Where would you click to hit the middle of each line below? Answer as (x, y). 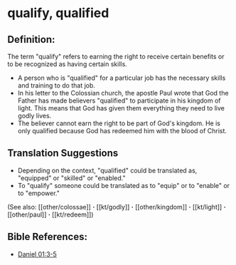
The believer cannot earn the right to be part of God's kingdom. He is (119, 123)
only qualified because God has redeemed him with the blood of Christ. (122, 131)
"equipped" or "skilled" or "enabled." (71, 178)
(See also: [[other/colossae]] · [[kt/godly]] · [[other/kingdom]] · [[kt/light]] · (117, 207)
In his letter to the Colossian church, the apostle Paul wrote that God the (123, 93)
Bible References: (47, 237)
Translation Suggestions (63, 154)
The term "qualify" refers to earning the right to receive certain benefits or (116, 56)
